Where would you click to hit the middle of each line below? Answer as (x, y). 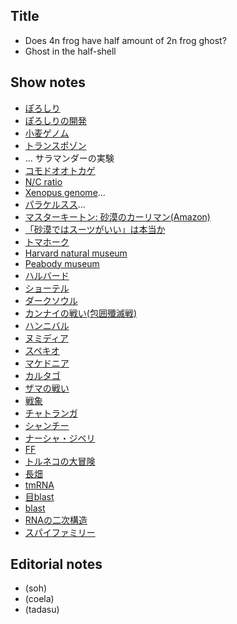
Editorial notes (56, 564)
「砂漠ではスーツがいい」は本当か (95, 229)
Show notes (48, 82)
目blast (39, 496)
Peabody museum (62, 263)
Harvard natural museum (76, 253)
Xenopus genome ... (65, 192)
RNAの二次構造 (56, 520)
